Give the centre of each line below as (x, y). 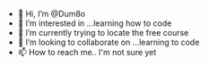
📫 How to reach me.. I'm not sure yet (87, 52)
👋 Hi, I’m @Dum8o (52, 14)
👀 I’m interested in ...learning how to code (95, 23)
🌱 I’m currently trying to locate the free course (103, 33)
